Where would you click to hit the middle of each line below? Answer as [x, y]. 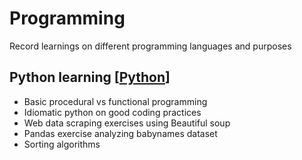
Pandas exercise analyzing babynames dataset [120, 133]
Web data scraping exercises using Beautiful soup [127, 123]
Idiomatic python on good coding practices [112, 112]
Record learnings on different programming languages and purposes [150, 46]
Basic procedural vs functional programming [115, 101]
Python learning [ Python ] [90, 77]
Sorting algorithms [62, 144]
